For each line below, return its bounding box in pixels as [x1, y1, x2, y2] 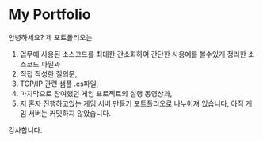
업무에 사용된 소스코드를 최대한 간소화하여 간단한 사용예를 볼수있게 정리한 [19, 49, 247, 58]
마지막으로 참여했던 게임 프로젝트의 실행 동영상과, [19, 88, 173, 98]
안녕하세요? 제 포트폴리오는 [8, 32, 93, 42]
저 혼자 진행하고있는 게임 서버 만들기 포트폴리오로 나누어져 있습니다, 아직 [19, 99, 244, 108]
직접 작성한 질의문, [19, 69, 78, 78]
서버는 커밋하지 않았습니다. [28, 108, 112, 118]
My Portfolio [8, 6, 91, 24]
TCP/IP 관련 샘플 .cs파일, [19, 79, 99, 88]
